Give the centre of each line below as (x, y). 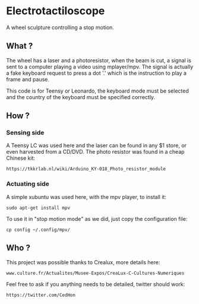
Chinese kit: (21, 158)
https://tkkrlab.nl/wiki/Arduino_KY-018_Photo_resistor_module (86, 169)
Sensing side (25, 133)
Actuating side (28, 184)
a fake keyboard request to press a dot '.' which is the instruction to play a (97, 73)
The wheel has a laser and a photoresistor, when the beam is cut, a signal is (99, 60)
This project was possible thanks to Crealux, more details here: (83, 262)
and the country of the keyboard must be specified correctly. (81, 97)
